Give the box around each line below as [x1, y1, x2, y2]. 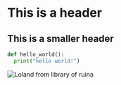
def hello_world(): [7, 51, 65, 58]
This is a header [7, 5, 103, 21]
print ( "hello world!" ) [13, 57, 80, 64]
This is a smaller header [7, 33, 114, 45]
